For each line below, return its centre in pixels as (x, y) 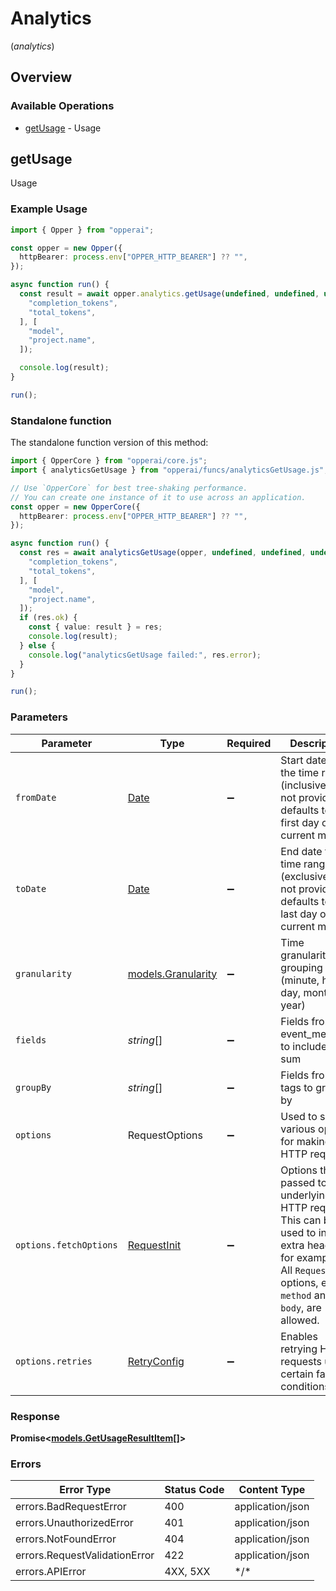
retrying (299, 1349)
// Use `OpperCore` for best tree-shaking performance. (129, 488)
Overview (41, 77)
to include (304, 1046)
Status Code (194, 1490)
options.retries (54, 1361)
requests (301, 1361)
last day (299, 914)
